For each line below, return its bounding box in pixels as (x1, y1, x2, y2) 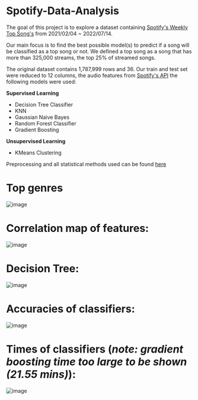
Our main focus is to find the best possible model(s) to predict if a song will (6, 41, 190, 49)
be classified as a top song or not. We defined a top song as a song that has (6, 47, 192, 54)
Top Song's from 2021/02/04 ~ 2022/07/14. (6, 30, 113, 37)
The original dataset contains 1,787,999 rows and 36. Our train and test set (6, 65, 188, 72)
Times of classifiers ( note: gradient (6, 342, 184, 356)
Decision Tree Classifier (14, 101, 74, 108)
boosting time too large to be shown (6, 355, 187, 368)
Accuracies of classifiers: (6, 302, 135, 315)
